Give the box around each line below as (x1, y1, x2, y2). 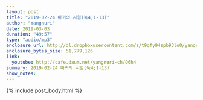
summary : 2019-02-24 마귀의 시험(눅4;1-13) (6, 64, 110, 71)
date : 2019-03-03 (6, 25, 50, 32)
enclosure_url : (6, 43, 45, 49)
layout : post (6, 8, 39, 15)
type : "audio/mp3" (6, 37, 53, 43)
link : (6, 54, 20, 60)
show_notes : (6, 70, 36, 77)
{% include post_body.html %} (6, 87, 83, 94)
